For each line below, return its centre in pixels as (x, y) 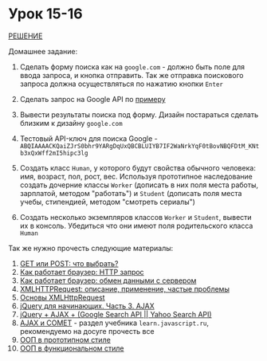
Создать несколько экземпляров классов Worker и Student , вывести (136, 217)
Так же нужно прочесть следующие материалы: (91, 248)
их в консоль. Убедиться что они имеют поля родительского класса (136, 226)
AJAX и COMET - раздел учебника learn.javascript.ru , (114, 323)
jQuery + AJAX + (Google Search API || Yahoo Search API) (116, 314)
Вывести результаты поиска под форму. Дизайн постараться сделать (139, 114)
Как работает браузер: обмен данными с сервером (108, 281)
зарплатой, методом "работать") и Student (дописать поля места (131, 193)
